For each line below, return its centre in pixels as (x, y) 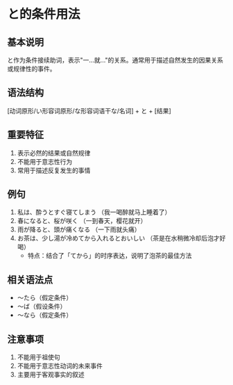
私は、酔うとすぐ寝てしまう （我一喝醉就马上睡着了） (94, 212)
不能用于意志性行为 (45, 161)
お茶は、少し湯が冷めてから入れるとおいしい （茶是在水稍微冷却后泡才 (118, 238)
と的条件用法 (44, 14)
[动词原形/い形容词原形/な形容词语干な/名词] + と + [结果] (89, 110)
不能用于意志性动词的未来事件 (60, 366)
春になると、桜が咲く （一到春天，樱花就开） (82, 221)
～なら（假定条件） (45, 315)
